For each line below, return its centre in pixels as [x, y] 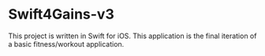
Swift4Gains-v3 [61, 14]
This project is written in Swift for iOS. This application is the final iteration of [132, 36]
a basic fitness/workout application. [66, 44]
